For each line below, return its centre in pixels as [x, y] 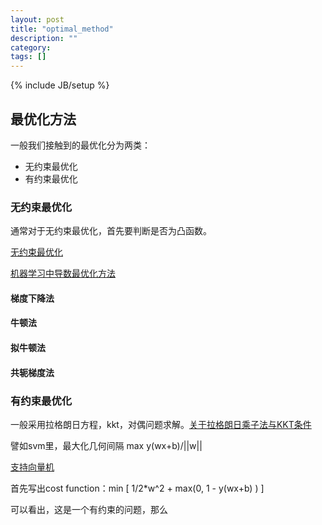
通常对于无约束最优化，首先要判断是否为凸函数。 [111, 231]
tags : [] [28, 57]
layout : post [37, 19]
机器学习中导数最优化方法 [63, 273]
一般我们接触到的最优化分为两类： [80, 145]
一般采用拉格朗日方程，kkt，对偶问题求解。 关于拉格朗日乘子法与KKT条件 [161, 424]
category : [31, 47]
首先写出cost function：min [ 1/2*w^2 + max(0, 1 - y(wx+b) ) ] [137, 488]
